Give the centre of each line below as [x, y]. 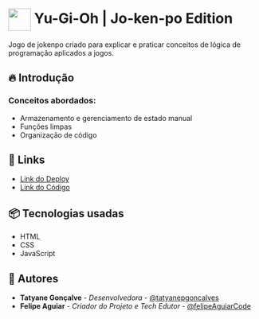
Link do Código [45, 188]
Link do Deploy [45, 179]
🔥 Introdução [41, 78]
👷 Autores [33, 278]
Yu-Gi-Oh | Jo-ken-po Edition [133, 19]
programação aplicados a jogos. [61, 53]
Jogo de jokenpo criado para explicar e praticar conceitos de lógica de [125, 45]
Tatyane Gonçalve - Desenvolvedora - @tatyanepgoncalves [119, 298]
